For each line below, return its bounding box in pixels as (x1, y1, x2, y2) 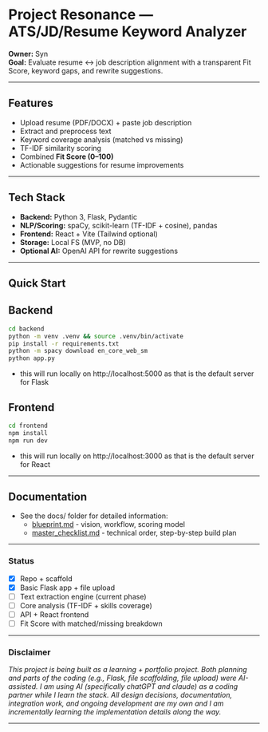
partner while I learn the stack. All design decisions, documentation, (8, 690, 233, 700)
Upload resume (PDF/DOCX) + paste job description (19, 117, 192, 127)
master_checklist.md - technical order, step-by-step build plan (31, 528, 237, 538)
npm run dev (8, 437, 48, 445)
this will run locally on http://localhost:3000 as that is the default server (19, 451, 254, 461)
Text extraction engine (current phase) (19, 592, 147, 601)
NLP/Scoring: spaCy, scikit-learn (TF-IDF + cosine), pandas (19, 220, 218, 230)
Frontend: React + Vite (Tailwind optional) (19, 229, 158, 239)
